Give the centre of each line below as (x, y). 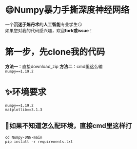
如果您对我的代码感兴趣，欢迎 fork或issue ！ (49, 30)
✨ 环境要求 (26, 92)
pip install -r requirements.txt (39, 142)
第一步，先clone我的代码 (55, 52)
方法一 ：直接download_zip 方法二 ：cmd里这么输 (54, 66)
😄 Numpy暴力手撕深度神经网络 (67, 10)
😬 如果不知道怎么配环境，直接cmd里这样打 (68, 126)
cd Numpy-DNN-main (24, 137)
